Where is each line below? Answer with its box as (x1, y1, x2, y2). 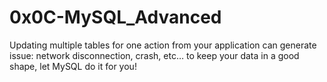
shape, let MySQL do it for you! (9, 60, 137, 72)
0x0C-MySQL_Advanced (9, 6, 222, 29)
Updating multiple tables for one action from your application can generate (9, 39, 317, 51)
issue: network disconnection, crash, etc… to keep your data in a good (9, 49, 300, 61)
